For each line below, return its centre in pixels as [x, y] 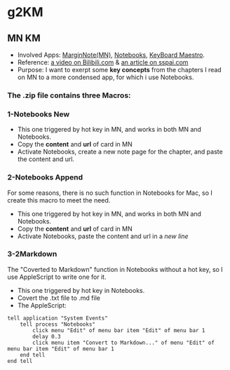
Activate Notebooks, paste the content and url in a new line [103, 236]
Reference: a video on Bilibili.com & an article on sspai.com [103, 62]
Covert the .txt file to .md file [59, 298]
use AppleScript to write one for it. [57, 277]
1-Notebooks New [39, 114]
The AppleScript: [42, 305]
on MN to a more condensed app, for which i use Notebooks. [106, 77]
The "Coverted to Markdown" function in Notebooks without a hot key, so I [115, 269]
